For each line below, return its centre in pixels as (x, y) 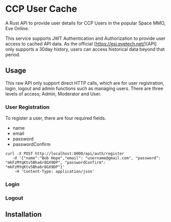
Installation (23, 215)
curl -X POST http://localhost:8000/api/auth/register (65, 154)
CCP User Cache (41, 9)
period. (13, 55)
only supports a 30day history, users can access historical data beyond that (85, 49)
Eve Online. (17, 28)
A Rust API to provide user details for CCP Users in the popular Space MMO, (86, 23)
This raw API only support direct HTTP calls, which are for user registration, (85, 83)
